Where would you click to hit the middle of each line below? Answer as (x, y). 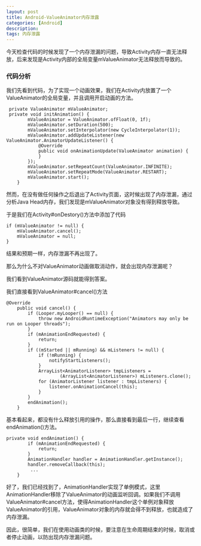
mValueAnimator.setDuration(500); (71, 125)
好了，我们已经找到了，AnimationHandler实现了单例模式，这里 (83, 487)
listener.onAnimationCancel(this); (93, 387)
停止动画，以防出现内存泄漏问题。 (53, 537)
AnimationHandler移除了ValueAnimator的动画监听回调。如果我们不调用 (93, 495)
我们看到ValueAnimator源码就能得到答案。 (58, 279)
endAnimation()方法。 (33, 427)
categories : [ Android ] (34, 23)
